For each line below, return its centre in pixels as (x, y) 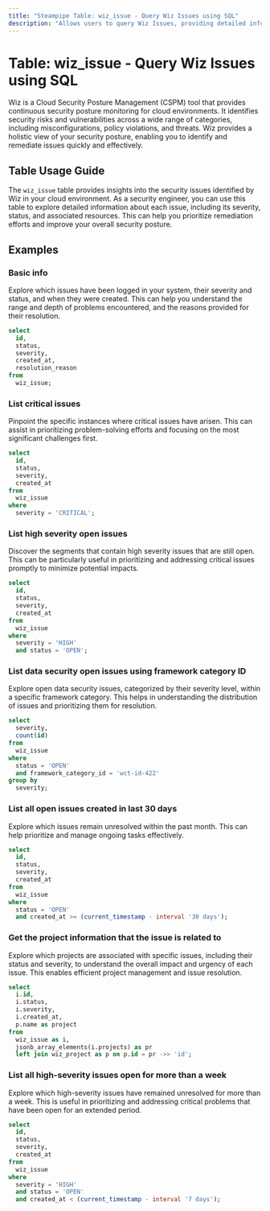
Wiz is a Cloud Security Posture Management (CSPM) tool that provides (127, 102)
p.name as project (47, 1024)
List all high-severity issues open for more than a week (118, 1075)
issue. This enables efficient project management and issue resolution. (125, 973)
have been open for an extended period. (75, 1109)
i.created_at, (39, 1017)
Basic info (28, 272)
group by (23, 781)
